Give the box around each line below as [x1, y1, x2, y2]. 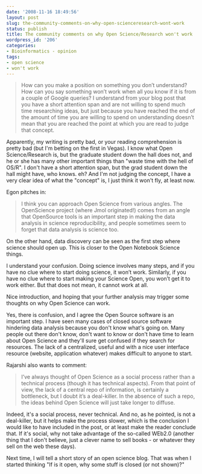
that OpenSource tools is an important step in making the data [21, 213, 175, 221]
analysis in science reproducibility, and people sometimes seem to [21, 219, 186, 227]
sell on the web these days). [6, 443, 77, 450]
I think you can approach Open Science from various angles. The [21, 200, 183, 207]
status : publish [6, 25, 47, 32]
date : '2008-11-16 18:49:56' [6, 8, 80, 15]
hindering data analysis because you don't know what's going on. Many [6, 324, 185, 331]
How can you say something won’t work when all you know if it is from [21, 88, 197, 96]
